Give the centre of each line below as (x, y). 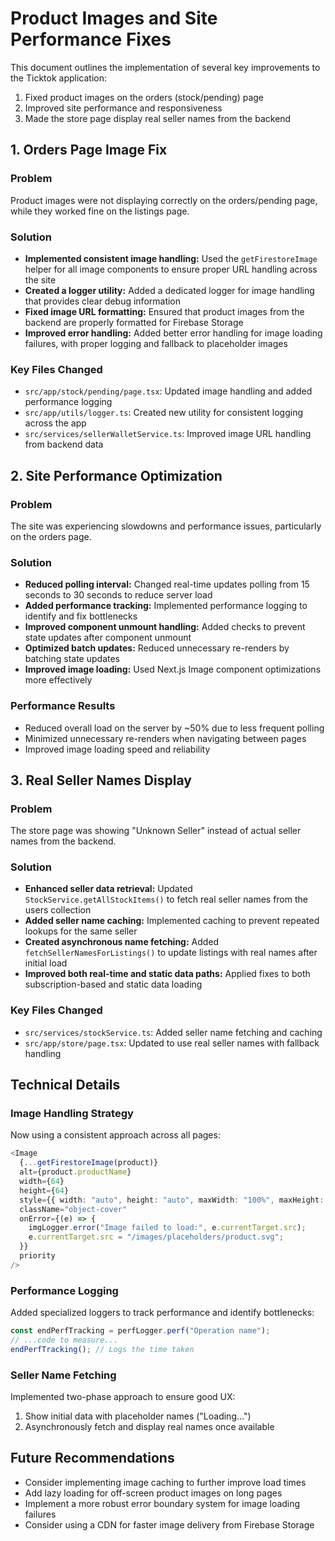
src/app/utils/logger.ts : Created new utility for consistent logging (164, 413)
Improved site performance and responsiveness (123, 108)
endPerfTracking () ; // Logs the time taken (102, 1349)
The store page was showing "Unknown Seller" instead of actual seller (156, 831)
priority (37, 1256)
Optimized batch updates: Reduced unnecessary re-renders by (157, 648)
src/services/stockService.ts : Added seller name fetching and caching (173, 1032)
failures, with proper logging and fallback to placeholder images (156, 343)
